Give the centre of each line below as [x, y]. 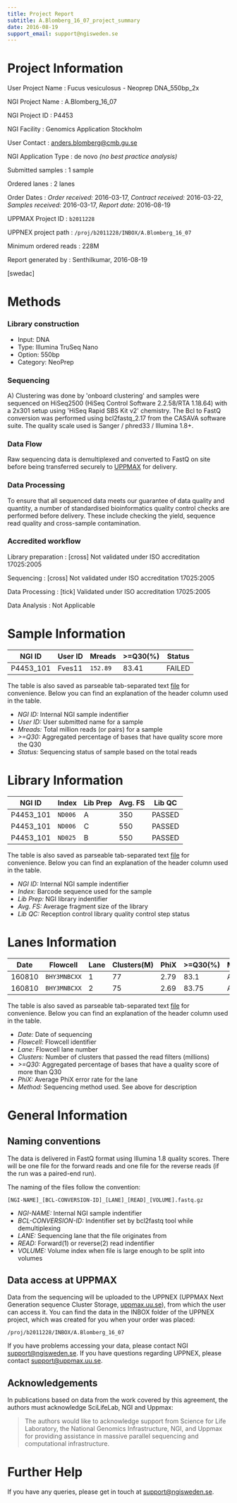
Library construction [43, 324]
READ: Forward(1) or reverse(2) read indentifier [86, 1243]
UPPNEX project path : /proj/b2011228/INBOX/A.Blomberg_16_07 [99, 232]
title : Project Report [41, 14]
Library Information [65, 780]
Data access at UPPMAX [62, 1280]
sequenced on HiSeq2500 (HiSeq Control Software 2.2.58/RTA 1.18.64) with [117, 403]
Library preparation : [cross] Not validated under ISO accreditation [104, 557]
